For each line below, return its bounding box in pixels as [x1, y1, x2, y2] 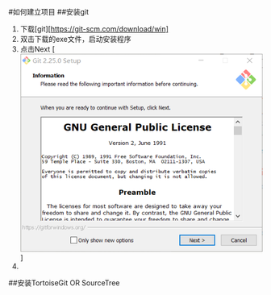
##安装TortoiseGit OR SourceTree [8, 277, 120, 288]
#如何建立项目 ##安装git [8, 7, 90, 16]
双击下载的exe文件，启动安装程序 [19, 35, 131, 44]
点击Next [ [19, 44, 55, 54]
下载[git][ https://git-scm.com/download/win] [19, 24, 169, 34]
